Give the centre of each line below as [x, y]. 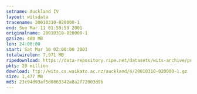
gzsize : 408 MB [25, 39]
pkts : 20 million [27, 66]
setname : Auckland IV [33, 11]
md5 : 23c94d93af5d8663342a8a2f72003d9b [55, 82]
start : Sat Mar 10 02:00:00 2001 [47, 50]
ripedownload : [23, 60]
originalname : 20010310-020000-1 [47, 33]
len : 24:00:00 [23, 44]
